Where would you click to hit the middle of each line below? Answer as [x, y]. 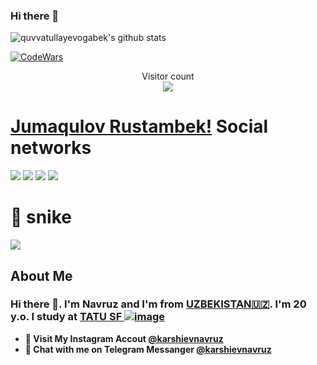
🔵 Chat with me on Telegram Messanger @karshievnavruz [148, 349]
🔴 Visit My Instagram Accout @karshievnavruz [124, 338]
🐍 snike [41, 217]
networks [51, 148]
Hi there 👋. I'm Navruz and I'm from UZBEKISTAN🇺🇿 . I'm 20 [158, 304]
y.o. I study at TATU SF [66, 317]
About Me [41, 275]
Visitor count [168, 76]
